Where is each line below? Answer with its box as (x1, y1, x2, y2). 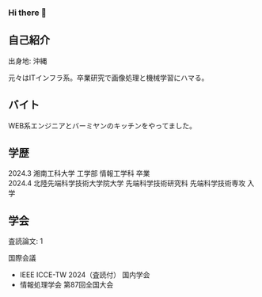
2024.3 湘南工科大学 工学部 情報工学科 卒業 (8, 169, 150, 178)
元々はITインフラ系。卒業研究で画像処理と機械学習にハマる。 (8, 73, 209, 82)
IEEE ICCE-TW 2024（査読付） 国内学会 (19, 270, 150, 280)
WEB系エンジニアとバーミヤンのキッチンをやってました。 (8, 120, 196, 130)
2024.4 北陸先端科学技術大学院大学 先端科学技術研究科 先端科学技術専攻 (8, 178, 246, 188)
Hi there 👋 (8, 7, 47, 18)
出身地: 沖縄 (8, 55, 47, 66)
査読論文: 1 (8, 237, 44, 246)
